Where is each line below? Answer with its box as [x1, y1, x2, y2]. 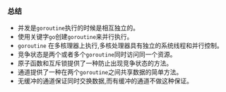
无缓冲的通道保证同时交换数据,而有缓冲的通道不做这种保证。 [17, 76, 193, 86]
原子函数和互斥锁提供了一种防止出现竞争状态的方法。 [17, 59, 173, 68]
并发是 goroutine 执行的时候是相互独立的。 [17, 23, 140, 33]
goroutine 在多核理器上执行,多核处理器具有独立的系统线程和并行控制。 [17, 41, 224, 50]
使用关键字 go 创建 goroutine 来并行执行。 [17, 33, 133, 41]
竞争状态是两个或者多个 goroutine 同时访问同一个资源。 [17, 50, 177, 59]
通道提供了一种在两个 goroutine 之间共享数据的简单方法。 [17, 68, 183, 76]
